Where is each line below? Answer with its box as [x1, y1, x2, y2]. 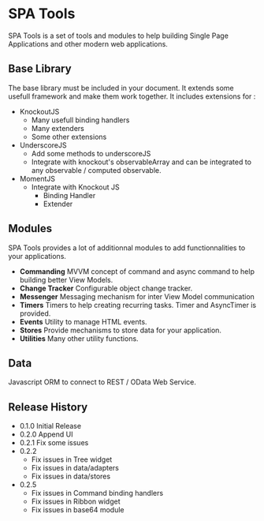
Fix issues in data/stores [31, 471, 111, 482]
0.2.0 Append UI [19, 429, 73, 439]
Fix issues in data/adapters [31, 463, 120, 473]
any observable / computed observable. [31, 165, 162, 174]
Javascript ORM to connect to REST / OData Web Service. [8, 377, 197, 387]
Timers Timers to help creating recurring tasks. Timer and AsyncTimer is [19, 300, 257, 309]
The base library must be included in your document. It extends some [8, 83, 234, 92]
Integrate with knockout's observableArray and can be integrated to [31, 157, 252, 167]
